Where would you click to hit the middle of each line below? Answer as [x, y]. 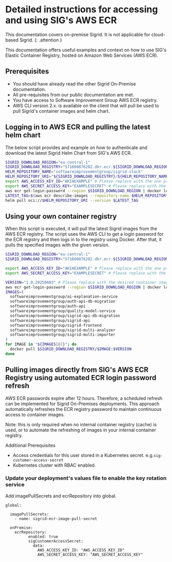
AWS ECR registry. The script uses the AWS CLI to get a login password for [84, 234]
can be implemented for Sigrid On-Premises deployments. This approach [82, 404]
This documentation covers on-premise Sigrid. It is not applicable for [78, 34]
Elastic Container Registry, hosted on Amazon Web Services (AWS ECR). [82, 55]
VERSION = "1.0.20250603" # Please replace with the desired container [81, 282]
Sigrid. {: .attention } [41, 40]
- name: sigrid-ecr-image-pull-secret [56, 518]
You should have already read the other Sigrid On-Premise [74, 84]
